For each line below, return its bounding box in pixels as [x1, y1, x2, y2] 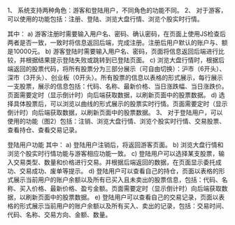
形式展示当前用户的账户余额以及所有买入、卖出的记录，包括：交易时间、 [19, 202, 228, 210]
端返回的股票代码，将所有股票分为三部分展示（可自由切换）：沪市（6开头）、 [7, 65, 226, 73]
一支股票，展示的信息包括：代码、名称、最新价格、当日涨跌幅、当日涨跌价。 [7, 82, 228, 90]
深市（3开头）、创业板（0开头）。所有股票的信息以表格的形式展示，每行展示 [7, 73, 224, 82]
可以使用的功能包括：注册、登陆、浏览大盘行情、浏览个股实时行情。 [7, 15, 204, 23]
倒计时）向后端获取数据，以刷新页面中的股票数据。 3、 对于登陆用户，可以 [7, 108, 223, 117]
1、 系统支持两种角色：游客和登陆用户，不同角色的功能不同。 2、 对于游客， [7, 6, 227, 14]
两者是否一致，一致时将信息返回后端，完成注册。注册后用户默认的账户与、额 [7, 38, 228, 47]
